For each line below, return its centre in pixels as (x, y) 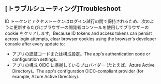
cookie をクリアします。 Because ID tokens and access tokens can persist (79, 33)
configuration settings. (34, 59)
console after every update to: (35, 44)
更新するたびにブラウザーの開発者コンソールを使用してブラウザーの (81, 27)
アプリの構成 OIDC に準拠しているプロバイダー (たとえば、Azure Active (83, 65)
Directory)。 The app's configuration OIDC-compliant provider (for (78, 71)
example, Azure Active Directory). (46, 76)
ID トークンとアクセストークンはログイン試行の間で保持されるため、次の (78, 21)
